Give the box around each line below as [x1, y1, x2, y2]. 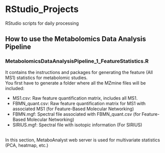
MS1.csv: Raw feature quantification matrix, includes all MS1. [12, 95, 138, 101]
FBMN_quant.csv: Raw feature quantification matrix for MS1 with [12, 100, 146, 106]
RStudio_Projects [5, 4, 79, 15]
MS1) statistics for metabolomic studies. [5, 74, 88, 81]
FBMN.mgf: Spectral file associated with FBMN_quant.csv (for [12, 111, 141, 117]
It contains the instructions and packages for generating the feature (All [5, 69, 153, 75]
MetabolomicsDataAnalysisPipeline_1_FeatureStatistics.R [5, 58, 149, 65]
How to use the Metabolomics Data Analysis [5, 35, 146, 43]
